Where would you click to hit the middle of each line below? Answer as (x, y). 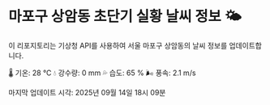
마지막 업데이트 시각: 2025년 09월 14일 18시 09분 (87, 92)
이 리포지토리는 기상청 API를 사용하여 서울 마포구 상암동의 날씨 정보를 (118, 45)
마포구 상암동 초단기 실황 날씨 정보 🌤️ (125, 17)
